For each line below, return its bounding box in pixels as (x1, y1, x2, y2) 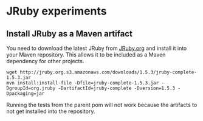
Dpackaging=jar (6, 91, 45, 97)
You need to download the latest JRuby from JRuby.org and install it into (6, 44, 187, 52)
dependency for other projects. (6, 58, 84, 64)
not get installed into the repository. (6, 108, 95, 115)
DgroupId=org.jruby (6, 85, 56, 91)
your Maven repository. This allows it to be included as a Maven (6, 51, 166, 58)
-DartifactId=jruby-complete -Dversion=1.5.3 (58, 85, 175, 91)
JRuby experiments (6, 4, 108, 18)
